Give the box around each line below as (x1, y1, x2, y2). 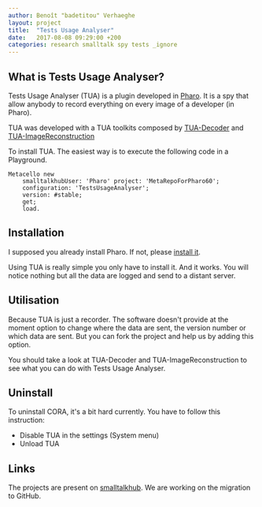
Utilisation (8, 293, 60, 308)
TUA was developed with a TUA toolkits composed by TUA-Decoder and (8, 123, 244, 132)
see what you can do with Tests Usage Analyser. (8, 363, 166, 373)
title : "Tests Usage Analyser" (8, 26, 114, 34)
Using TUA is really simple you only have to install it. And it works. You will (8, 262, 249, 272)
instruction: (8, 416, 45, 425)
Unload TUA (19, 439, 60, 449)
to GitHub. (8, 491, 42, 501)
